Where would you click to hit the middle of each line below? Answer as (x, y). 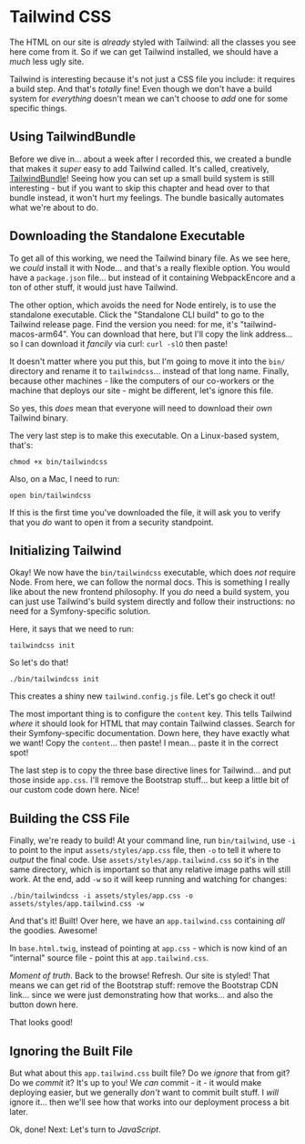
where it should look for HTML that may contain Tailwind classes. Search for (152, 723)
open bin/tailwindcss (51, 495)
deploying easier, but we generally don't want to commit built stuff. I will (144, 1092)
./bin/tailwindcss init (55, 680)
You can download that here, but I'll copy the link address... (182, 334)
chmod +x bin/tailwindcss (58, 462)
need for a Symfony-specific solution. (80, 611)
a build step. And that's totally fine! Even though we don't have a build (141, 88)
